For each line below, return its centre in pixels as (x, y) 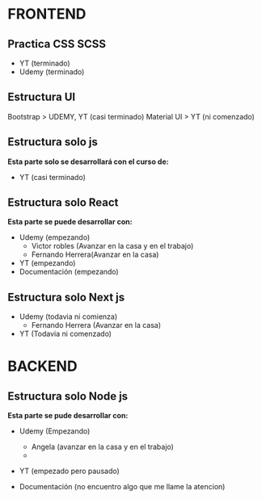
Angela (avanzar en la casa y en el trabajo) (103, 447)
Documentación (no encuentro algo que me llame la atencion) (122, 487)
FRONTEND (47, 14)
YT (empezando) (47, 263)
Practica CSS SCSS (57, 44)
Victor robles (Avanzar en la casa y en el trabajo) (112, 246)
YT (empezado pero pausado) (70, 471)
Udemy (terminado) (52, 72)
